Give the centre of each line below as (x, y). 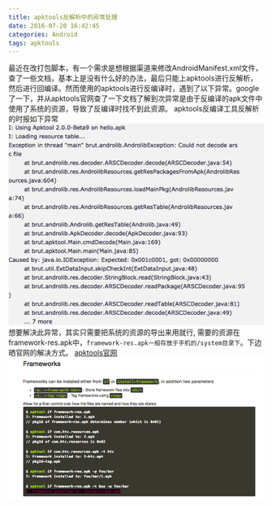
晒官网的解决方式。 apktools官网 (63, 353)
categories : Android (43, 34)
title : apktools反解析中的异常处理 (63, 17)
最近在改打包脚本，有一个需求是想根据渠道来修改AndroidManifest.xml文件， (136, 68)
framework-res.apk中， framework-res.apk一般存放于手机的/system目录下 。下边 (135, 342)
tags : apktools (34, 43)
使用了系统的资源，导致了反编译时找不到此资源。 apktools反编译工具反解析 (134, 109)
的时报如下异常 (33, 119)
